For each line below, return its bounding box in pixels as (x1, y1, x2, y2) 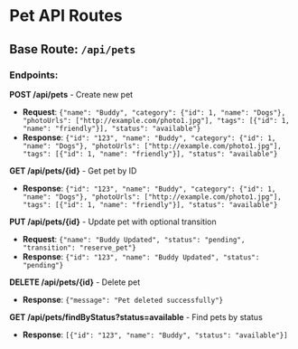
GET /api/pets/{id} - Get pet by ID (9, 165, 137, 176)
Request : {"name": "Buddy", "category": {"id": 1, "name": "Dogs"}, (22, 106, 286, 118)
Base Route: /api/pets (9, 42, 136, 57)
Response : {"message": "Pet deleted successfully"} (22, 294, 224, 305)
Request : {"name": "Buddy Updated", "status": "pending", (22, 233, 246, 244)
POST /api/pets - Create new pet (9, 89, 134, 99)
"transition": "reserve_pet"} (22, 243, 137, 252)
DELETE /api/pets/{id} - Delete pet (9, 277, 141, 288)
